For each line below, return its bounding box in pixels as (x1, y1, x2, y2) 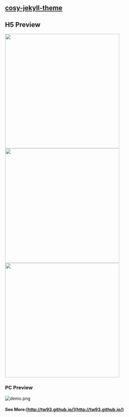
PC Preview (5, 384, 33, 391)
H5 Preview (5, 21, 40, 29)
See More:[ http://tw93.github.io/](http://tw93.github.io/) (5, 407, 124, 413)
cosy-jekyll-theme (5, 4, 63, 12)
